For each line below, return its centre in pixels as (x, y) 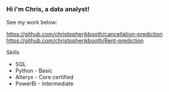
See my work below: (32, 23)
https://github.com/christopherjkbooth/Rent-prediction (75, 41)
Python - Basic (34, 71)
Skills (13, 52)
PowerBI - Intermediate (44, 83)
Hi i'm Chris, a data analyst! (48, 9)
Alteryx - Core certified (44, 77)
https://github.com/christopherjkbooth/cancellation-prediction (84, 34)
